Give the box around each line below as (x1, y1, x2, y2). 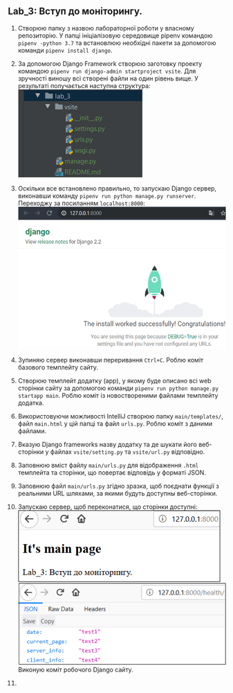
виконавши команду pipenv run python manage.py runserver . (17, 191, 196, 200)
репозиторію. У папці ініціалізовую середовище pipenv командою (17, 31, 213, 40)
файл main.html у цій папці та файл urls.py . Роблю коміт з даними (17, 419, 213, 428)
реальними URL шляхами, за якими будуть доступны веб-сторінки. (17, 489, 218, 498)
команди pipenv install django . (17, 46, 113, 54)
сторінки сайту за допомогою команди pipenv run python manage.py (17, 384, 219, 392)
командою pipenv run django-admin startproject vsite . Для (17, 67, 196, 75)
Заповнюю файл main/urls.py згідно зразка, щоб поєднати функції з (17, 482, 220, 490)
